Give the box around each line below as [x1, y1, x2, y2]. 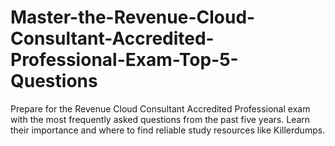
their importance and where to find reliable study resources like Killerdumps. [10, 124, 326, 136]
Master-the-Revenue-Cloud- [10, 6, 256, 29]
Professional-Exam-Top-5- [10, 49, 239, 71]
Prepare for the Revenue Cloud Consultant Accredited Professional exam [10, 102, 311, 115]
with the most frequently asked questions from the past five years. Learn [10, 113, 311, 125]
